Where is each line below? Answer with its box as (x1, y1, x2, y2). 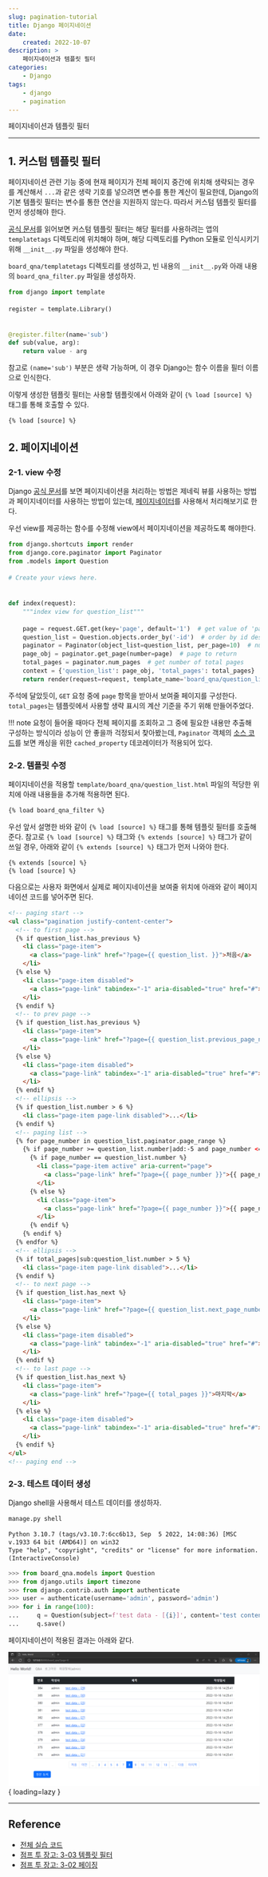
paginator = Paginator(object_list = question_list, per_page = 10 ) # (22, 641, 251, 650)
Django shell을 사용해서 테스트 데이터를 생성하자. (8, 1498, 162, 1507)
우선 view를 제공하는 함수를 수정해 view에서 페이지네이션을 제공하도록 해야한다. (8, 523, 257, 532)
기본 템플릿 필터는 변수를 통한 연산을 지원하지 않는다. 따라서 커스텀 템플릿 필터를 (8, 197, 258, 207)
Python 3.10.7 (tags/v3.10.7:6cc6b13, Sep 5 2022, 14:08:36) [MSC (8, 1530, 238, 1538)
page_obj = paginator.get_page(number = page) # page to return (22, 650, 238, 658)
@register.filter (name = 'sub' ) (8, 331, 109, 339)
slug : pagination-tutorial (8, 13, 98, 21)
